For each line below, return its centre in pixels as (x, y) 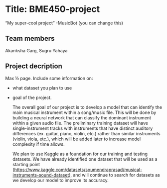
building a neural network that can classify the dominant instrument (82, 117)
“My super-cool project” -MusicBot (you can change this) (64, 23)
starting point (26, 164)
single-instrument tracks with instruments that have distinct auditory (83, 128)
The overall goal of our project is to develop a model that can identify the (87, 107)
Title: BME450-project (53, 9)
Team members (30, 39)
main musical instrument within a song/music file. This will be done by (84, 112)
